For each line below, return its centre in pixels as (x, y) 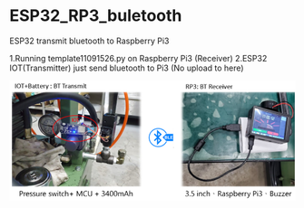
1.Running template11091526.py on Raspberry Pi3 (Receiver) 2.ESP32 (138, 58)
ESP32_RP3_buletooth (96, 16)
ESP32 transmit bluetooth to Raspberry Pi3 (89, 41)
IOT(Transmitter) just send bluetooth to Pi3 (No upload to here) (127, 68)
